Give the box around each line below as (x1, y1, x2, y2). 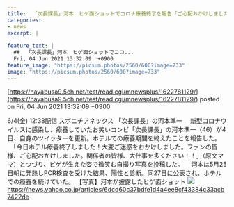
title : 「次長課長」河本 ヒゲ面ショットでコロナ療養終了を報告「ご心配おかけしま (7, 10, 219, 17)
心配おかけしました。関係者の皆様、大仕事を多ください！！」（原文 (25, 151, 218, 160)
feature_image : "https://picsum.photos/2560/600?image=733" (7, 62, 186, 69)
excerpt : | (7, 29, 39, 37)
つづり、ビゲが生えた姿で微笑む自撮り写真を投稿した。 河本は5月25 (25, 160, 227, 168)
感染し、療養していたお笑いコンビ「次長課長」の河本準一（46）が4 (31, 125, 226, 133)
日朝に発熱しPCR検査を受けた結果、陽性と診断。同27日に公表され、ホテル (7, 168, 222, 177)
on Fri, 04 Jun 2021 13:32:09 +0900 (7, 102, 111, 110)
